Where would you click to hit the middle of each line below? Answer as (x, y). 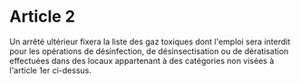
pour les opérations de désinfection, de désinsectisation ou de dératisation (149, 51)
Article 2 (42, 17)
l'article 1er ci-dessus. (51, 70)
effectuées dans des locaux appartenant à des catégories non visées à (142, 60)
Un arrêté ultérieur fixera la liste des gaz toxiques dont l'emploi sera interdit (150, 41)
